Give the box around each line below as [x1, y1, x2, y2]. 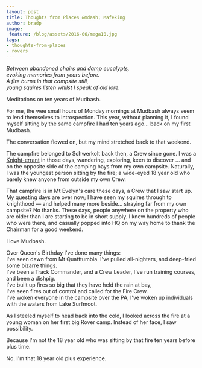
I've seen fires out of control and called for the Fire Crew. [6, 287, 148, 294]
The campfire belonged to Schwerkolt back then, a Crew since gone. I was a [6, 150, 197, 157]
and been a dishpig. [6, 274, 55, 282]
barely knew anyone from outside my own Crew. [6, 176, 127, 183]
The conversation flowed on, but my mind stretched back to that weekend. [6, 138, 192, 145]
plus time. [6, 343, 31, 350]
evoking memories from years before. [6, 71, 100, 78]
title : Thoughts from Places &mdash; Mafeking [6, 14, 125, 21]
